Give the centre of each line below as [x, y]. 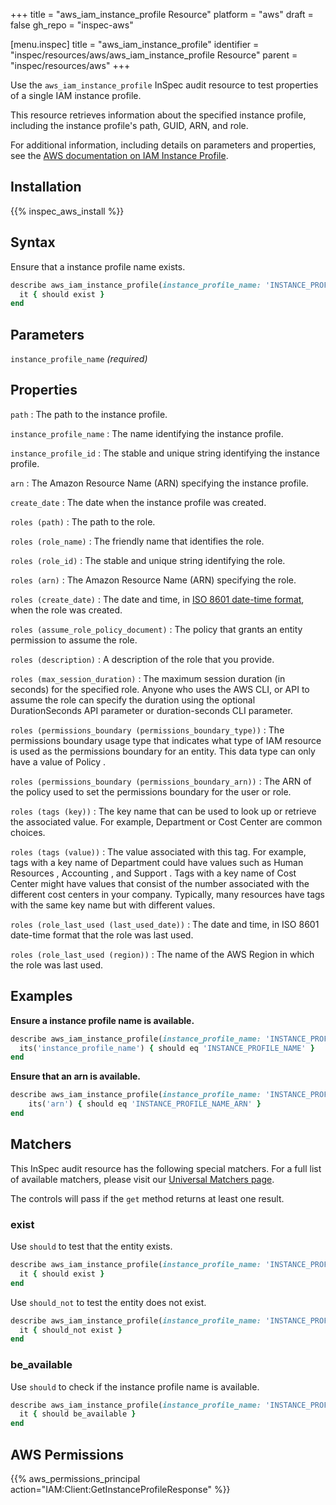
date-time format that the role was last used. [102, 935]
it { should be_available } [78, 1414]
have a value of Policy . [58, 761]
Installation [46, 187]
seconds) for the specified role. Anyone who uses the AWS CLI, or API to [160, 689]
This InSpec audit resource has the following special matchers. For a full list [166, 1168]
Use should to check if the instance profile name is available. [135, 1386]
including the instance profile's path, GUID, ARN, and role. [129, 125]
